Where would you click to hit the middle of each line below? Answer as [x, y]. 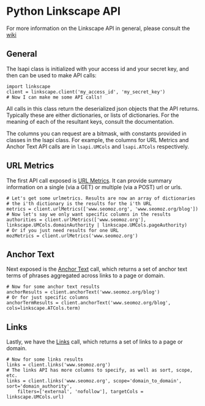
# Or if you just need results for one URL [63, 230]
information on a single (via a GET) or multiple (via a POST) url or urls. [94, 187]
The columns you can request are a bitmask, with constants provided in [96, 133]
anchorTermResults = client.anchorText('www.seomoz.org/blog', [89, 303]
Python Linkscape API [64, 11]
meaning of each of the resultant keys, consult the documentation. [90, 121]
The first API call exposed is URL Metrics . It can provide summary [89, 180]
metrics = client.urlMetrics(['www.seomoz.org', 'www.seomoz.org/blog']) [102, 209]
